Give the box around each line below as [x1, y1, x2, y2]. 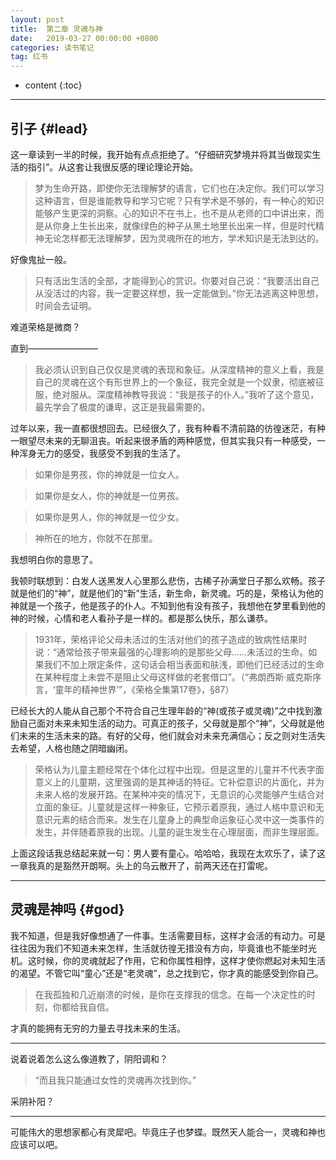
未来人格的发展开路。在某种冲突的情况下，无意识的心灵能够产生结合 [34, 788, 316, 800]
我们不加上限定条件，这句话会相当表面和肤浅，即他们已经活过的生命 [43, 658, 325, 670]
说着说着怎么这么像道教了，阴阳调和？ [10, 1052, 168, 1065]
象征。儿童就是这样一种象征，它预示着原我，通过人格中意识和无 [61, 801, 325, 813]
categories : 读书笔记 [10, 42, 95, 53]
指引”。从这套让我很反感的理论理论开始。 [27, 161, 199, 173]
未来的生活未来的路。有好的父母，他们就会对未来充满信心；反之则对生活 [18, 729, 317, 741]
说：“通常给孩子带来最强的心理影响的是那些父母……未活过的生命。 [34, 646, 309, 658]
